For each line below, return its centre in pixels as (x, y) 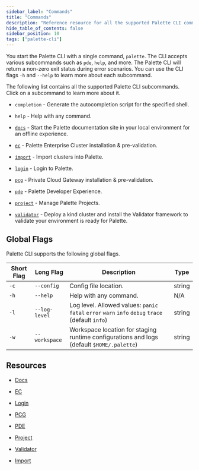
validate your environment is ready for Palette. (71, 221)
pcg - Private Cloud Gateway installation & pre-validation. (84, 180)
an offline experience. (41, 134)
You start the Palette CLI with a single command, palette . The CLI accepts (97, 56)
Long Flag (49, 272)
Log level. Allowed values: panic (113, 305)
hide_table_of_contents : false (45, 28)
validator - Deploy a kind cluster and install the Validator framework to (101, 214)
